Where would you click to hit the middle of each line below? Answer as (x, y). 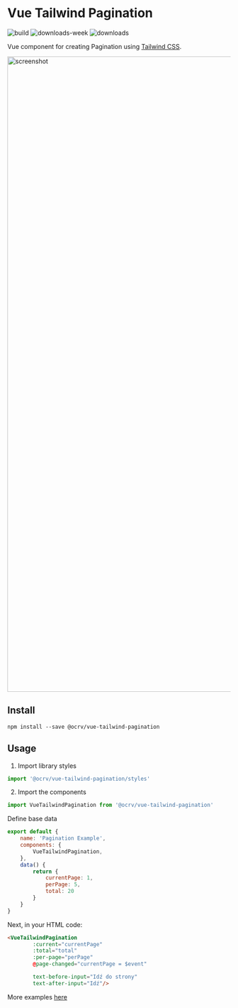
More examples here (37, 997)
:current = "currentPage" (68, 944)
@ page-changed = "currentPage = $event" (90, 964)
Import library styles (47, 766)
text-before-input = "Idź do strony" (85, 977)
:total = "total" (55, 951)
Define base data (33, 819)
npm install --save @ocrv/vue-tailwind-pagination (84, 727)
